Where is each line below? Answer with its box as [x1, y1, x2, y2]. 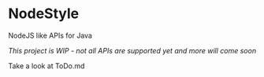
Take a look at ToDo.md [8, 60, 85, 71]
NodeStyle [8, 5, 80, 23]
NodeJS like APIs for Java [8, 31, 93, 40]
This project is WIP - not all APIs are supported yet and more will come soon [8, 46, 257, 55]
